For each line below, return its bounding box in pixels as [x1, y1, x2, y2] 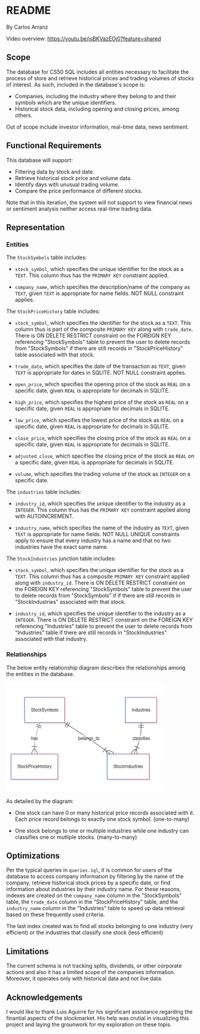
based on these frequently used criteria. [6, 911, 105, 919]
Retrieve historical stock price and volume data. [14, 174, 133, 181]
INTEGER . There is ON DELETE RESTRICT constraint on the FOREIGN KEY [14, 616, 193, 624]
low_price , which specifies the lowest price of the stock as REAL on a [14, 416, 184, 424]
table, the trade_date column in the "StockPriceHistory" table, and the [6, 898, 179, 905]
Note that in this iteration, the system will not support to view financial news [6, 199, 192, 206]
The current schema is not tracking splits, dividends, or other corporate [6, 962, 182, 969]
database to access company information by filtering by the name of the [6, 873, 184, 880]
